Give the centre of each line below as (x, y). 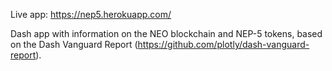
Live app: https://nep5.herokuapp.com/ (91, 14)
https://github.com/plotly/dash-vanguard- (223, 44)
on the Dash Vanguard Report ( (74, 44)
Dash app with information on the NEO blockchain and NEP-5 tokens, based (166, 33)
